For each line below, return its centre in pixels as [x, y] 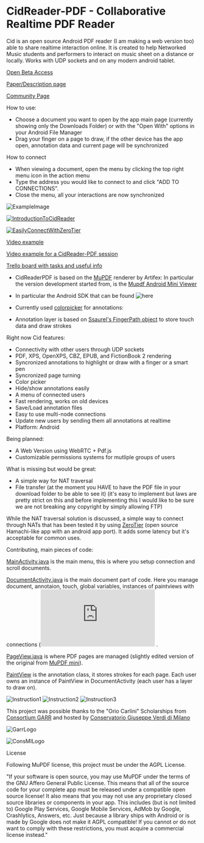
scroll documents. [29, 568]
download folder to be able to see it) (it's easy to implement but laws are [106, 493]
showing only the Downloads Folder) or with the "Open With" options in [105, 125]
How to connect [26, 157]
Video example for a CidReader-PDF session [62, 253]
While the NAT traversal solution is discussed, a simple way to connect [95, 518]
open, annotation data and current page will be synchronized [92, 145]
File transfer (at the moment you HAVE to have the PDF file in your [98, 487]
